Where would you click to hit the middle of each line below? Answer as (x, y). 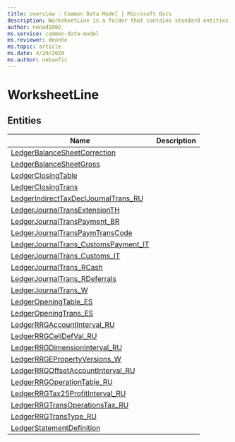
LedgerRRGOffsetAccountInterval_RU (73, 370)
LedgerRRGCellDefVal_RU (54, 336)
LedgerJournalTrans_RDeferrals (64, 278)
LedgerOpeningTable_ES (52, 301)
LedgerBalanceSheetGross (55, 164)
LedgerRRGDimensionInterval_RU (66, 347)
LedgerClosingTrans (44, 186)
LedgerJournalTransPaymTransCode (72, 232)
